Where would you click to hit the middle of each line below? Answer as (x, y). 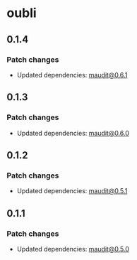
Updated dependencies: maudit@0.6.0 (73, 133)
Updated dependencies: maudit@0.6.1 (72, 75)
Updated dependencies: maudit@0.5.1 (72, 191)
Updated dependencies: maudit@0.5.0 (73, 249)
